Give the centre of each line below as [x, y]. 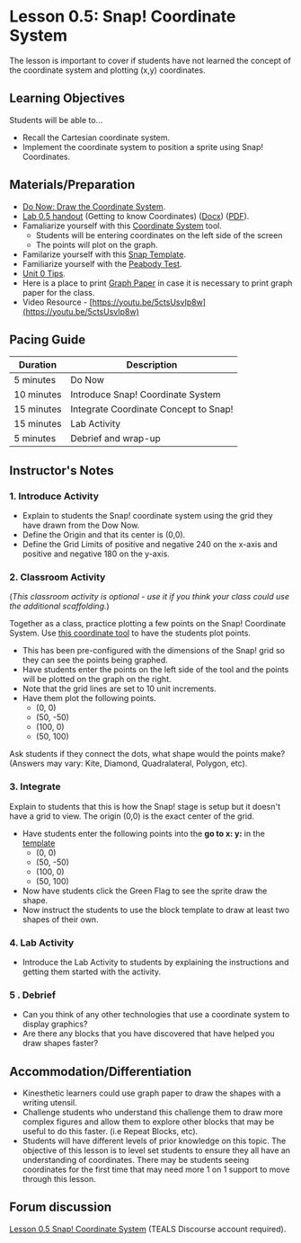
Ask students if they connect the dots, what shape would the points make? [147, 754]
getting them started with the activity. [92, 972]
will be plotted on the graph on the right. [97, 679]
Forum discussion [61, 1207]
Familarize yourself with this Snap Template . [104, 254]
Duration [37, 365]
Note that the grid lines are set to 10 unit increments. [120, 688]
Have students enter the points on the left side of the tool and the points [155, 670]
